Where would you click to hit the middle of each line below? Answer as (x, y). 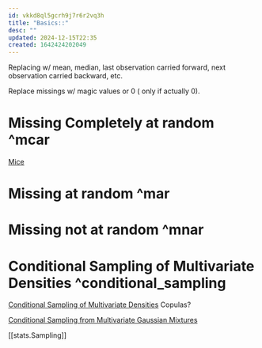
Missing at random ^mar (89, 194)
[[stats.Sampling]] (38, 335)
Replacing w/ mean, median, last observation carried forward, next (117, 67)
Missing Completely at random (111, 123)
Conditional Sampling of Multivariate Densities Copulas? (100, 304)
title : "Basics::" (38, 23)
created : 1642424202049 (47, 45)
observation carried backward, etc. (65, 76)
